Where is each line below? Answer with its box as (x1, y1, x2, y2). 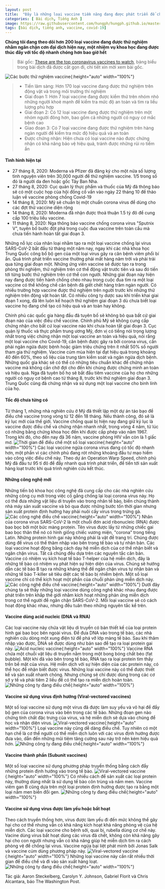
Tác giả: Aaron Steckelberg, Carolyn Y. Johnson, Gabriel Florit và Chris (5, 873, 148, 879)
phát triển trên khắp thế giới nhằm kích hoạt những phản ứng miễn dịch (5, 592, 149, 598)
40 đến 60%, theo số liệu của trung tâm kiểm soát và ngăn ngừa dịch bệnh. (5, 355, 158, 360)
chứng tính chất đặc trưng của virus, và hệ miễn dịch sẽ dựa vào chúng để (5, 715, 156, 721)
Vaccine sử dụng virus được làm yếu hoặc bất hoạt (5, 805, 110, 811)
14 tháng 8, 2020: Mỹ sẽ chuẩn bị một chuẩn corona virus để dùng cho (12, 200, 156, 206)
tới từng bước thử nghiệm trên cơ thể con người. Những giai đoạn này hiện (5, 271, 155, 278)
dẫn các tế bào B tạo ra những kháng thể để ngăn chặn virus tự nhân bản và (5, 566, 159, 572)
